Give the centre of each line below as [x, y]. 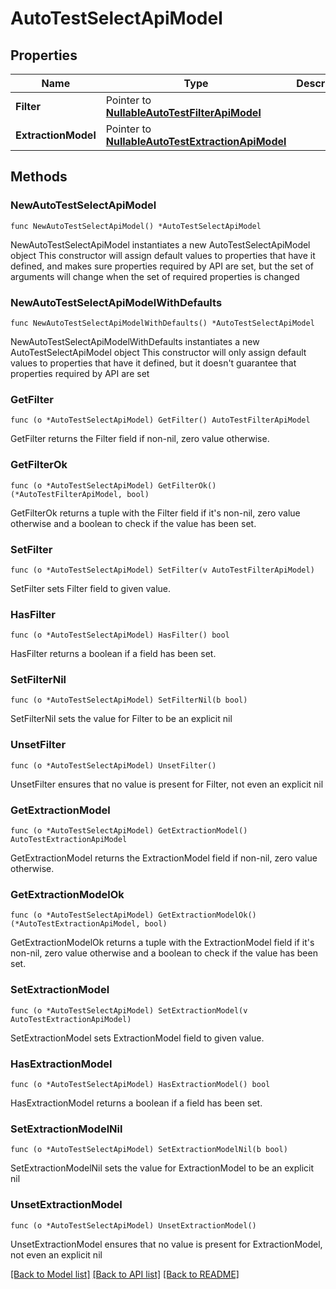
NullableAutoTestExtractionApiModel [196, 141]
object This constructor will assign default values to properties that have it [163, 255]
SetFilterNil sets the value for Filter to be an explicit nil [121, 719]
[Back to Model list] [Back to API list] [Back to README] [125, 1274]
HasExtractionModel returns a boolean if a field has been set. [136, 1103]
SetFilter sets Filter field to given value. [91, 588]
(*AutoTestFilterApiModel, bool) [80, 494]
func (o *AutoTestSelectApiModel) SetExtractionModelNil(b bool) [149, 1150]
